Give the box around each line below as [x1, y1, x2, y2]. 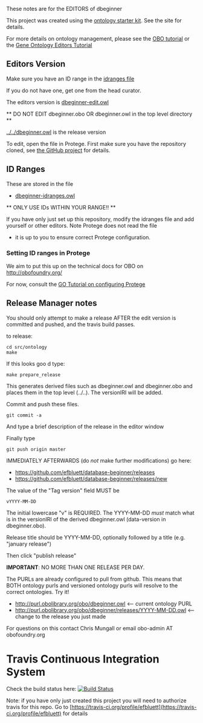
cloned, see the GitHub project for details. [6, 147, 111, 154]
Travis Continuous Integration [6, 652, 159, 665]
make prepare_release [6, 372, 61, 378]
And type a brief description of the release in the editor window [6, 423, 164, 430]
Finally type [6, 434, 35, 441]
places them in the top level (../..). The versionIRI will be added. [6, 389, 163, 396]
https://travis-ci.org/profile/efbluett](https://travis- [71, 703, 197, 710]
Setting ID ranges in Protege [6, 248, 91, 257]
